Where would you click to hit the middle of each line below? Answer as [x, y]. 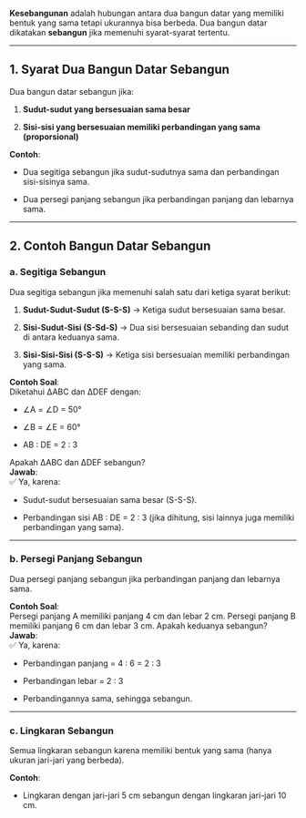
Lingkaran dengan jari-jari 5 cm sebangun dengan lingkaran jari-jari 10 [154, 795]
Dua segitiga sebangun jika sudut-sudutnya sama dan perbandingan [151, 171]
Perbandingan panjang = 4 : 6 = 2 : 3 [92, 663]
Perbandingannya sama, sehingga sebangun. [107, 698]
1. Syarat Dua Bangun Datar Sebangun [120, 70]
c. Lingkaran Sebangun [61, 731]
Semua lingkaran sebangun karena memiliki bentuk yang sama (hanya [141, 751]
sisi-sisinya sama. [56, 181]
